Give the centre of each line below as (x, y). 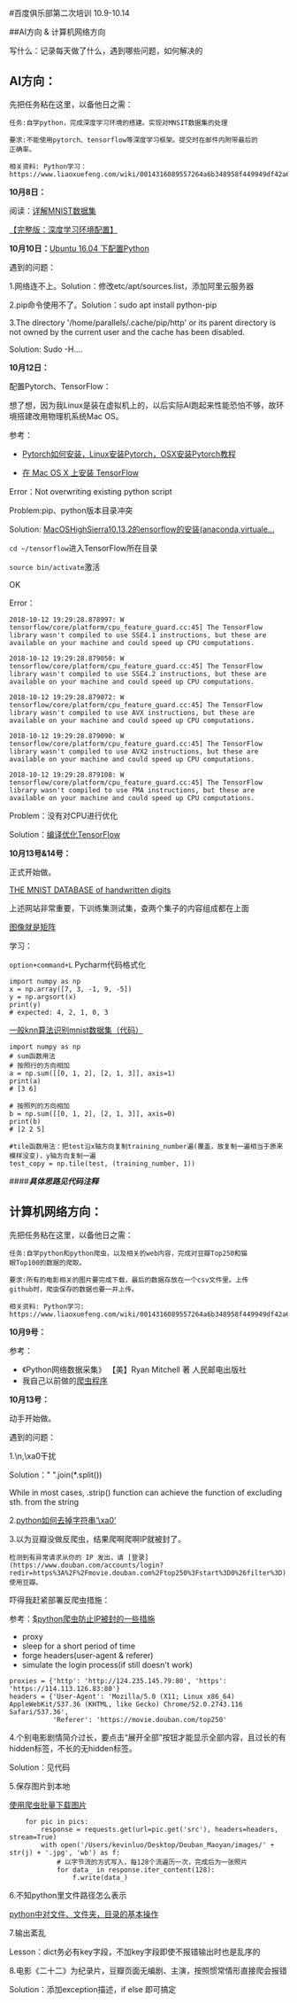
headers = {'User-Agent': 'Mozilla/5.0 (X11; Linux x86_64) (122, 1696)
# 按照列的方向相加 (40, 1106)
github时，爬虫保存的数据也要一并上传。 (74, 1289)
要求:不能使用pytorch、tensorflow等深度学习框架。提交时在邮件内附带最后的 (133, 140)
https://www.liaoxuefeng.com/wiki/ (75, 174)
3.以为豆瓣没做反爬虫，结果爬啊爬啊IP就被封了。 (98, 1539)
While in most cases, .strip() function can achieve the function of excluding (146, 1493)
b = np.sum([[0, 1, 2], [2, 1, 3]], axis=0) (92, 1114)
